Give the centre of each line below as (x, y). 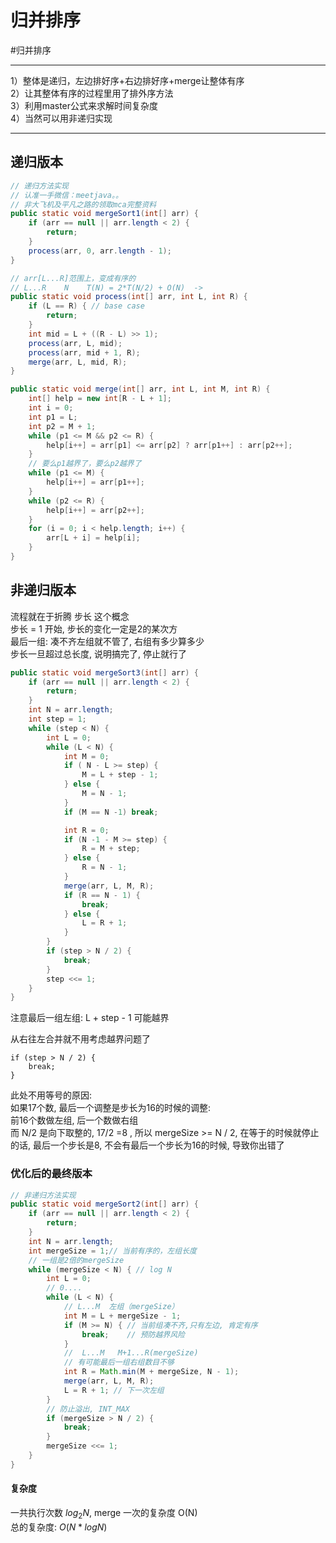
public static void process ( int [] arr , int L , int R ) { (129, 297)
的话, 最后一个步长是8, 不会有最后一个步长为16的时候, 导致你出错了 (147, 1145)
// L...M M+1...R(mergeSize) (131, 1353)
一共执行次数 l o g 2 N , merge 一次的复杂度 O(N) (104, 1514)
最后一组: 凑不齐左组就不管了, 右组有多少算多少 (107, 641)
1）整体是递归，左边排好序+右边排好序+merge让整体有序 (127, 80)
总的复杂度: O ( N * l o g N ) (59, 1527)
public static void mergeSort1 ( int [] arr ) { (104, 214)
